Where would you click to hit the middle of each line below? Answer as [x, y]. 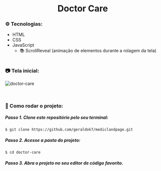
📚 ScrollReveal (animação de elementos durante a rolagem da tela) [88, 51]
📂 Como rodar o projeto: [34, 105]
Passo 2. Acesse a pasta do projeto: [43, 140]
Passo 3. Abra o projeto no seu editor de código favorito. [64, 163]
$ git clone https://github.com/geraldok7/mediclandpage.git [69, 129]
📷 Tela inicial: [22, 71]
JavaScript [23, 45]
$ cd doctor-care [23, 152]
